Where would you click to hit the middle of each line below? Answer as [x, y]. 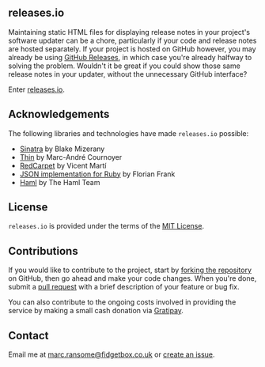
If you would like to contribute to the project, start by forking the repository [130, 270]
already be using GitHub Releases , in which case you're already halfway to [130, 57]
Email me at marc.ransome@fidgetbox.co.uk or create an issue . [112, 354]
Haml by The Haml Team [60, 182]
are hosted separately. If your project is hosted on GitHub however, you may [132, 49]
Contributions [43, 251]
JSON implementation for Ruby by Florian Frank [97, 174]
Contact [28, 335]
